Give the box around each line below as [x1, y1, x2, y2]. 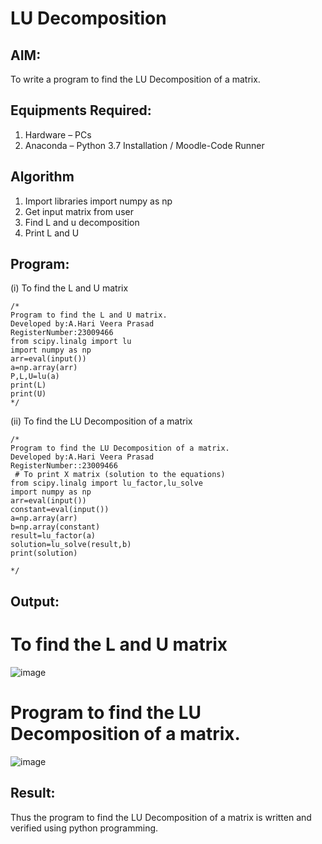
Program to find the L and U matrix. [10, 310, 168, 321]
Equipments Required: [10, 102, 152, 119]
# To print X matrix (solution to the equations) [14, 470, 226, 480]
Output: [10, 593, 60, 610]
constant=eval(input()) [10, 505, 110, 515]
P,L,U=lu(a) [10, 372, 60, 382]
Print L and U [24, 227, 80, 239]
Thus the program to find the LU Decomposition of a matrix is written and [10, 811, 312, 823]
